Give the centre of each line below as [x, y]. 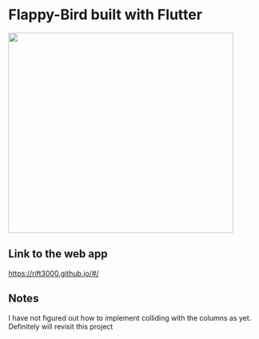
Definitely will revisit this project [61, 326]
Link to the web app [58, 254]
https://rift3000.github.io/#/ [54, 273]
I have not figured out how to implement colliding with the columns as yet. [130, 317]
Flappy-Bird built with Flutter [105, 15]
